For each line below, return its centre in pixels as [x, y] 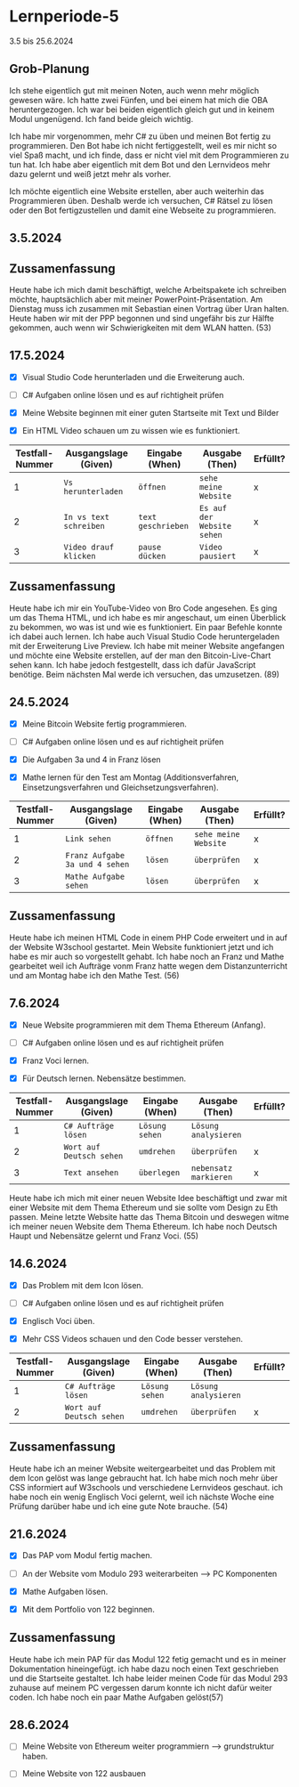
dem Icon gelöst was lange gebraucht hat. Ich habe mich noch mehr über [144, 1478]
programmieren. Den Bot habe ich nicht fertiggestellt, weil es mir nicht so [143, 145]
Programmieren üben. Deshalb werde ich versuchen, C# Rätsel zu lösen [141, 200]
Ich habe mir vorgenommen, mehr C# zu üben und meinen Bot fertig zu [140, 136]
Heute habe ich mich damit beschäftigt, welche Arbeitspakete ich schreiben [148, 289]
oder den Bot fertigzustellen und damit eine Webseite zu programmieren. [143, 210]
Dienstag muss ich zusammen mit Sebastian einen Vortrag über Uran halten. [149, 308]
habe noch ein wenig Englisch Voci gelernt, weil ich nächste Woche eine [141, 1497]
